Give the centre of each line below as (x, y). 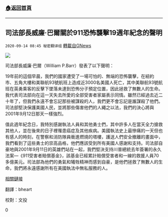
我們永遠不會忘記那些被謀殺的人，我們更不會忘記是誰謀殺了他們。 (95, 101)
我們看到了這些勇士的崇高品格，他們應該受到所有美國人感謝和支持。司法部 (82, 143)
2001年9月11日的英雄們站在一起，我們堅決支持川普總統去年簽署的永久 (90, 149)
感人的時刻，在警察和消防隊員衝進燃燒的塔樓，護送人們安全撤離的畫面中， (86, 137)
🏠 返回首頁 (18, 7)
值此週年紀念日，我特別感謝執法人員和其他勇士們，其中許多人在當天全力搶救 (84, 124)
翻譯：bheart (19, 189)
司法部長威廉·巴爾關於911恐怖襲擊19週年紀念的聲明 (84, 33)
